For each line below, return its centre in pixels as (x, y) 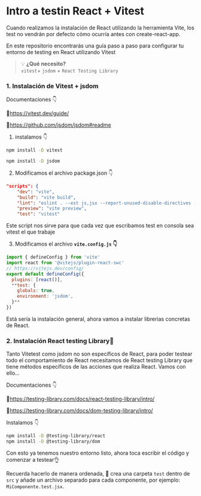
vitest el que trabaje (31, 232)
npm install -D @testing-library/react (56, 436)
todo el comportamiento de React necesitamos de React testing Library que (99, 360)
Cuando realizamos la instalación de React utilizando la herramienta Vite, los (100, 28)
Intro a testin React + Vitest (75, 11)
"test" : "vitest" (39, 214)
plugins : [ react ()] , (37, 280)
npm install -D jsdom (33, 161)
